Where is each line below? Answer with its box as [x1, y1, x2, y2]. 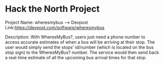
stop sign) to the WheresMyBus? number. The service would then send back [5, 49, 159, 55]
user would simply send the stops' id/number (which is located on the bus [5, 44, 154, 50]
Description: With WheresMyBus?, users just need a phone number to [5, 34, 145, 40]
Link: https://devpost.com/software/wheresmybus [5, 24, 105, 30]
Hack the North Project [5, 3, 100, 15]
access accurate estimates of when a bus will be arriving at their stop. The [5, 39, 155, 45]
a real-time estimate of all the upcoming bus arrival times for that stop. [5, 54, 147, 60]
